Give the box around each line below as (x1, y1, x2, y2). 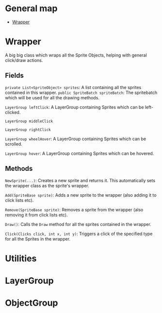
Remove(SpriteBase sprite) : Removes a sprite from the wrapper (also (5, 206, 144, 212)
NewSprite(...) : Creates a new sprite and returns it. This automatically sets (5, 177, 156, 183)
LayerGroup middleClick (5, 119, 53, 124)
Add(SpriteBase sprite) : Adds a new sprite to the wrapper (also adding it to (5, 192, 157, 198)
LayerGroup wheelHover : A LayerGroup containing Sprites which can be (5, 136, 146, 142)
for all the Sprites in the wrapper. (5, 236, 71, 241)
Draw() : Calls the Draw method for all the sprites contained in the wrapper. (5, 221, 151, 227)
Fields (5, 72, 24, 80)
